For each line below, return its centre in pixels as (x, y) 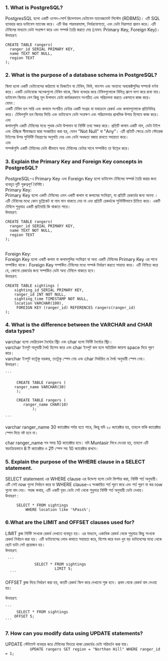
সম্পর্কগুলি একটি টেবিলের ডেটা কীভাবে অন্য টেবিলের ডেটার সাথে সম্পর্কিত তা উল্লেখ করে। (68, 148)
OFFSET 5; (25, 616)
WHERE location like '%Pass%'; (58, 510)
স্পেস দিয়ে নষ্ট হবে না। (22, 433)
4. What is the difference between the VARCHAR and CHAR (79, 324)
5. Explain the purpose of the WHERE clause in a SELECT (75, 462)
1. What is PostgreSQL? (34, 8)
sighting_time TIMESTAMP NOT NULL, (51, 299)
